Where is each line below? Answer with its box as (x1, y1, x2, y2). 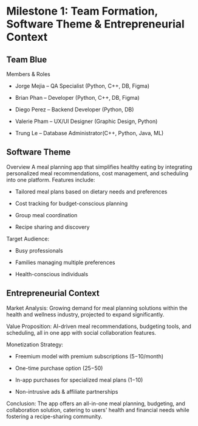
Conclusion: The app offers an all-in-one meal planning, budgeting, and (6, 400, 185, 407)
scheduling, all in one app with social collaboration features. (6, 329, 157, 336)
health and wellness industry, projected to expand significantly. (6, 310, 165, 318)
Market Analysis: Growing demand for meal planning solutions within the (6, 304, 188, 312)
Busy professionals (15, 246, 63, 254)
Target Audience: (6, 235, 50, 242)
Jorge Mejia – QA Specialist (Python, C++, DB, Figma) (15, 82, 150, 89)
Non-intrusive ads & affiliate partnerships (15, 388, 118, 395)
